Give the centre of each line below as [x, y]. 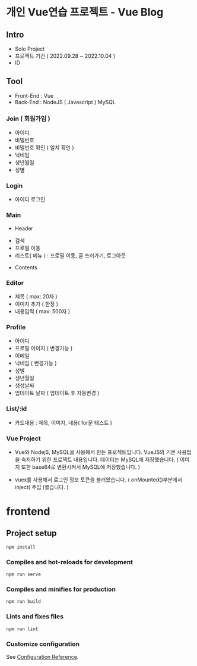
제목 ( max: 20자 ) [36, 296]
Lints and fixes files [35, 617]
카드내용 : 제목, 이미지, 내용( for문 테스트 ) [63, 422]
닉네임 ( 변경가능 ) [36, 363]
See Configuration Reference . [42, 657]
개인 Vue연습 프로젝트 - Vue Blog [85, 12]
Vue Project [23, 438]
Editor [15, 282]
